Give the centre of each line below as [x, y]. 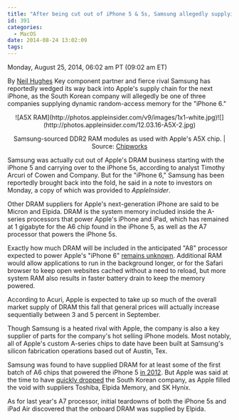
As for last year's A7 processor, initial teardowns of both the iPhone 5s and [117, 401]
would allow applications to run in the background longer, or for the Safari [115, 263]
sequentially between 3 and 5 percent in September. [84, 314]
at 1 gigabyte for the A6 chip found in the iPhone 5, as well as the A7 [107, 227]
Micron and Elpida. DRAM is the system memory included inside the [107, 211]
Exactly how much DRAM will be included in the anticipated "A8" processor [118, 248]
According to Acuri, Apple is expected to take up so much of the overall [112, 300]
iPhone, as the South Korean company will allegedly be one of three [107, 96]
